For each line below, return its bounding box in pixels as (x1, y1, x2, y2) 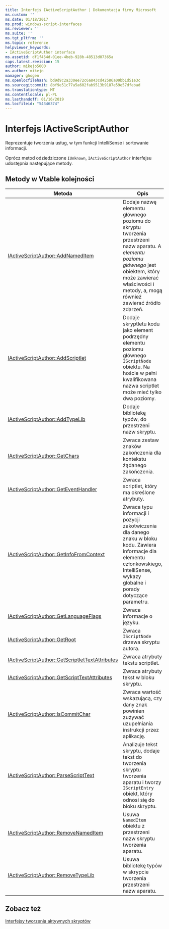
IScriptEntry (123, 785, 154, 791)
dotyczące (123, 592, 148, 599)
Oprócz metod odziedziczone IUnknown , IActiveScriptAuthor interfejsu (5, 155, 152, 161)
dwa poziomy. (123, 395, 156, 402)
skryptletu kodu (123, 320, 160, 327)
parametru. (123, 598, 149, 605)
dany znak (123, 701, 147, 708)
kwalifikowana (123, 376, 157, 383)
